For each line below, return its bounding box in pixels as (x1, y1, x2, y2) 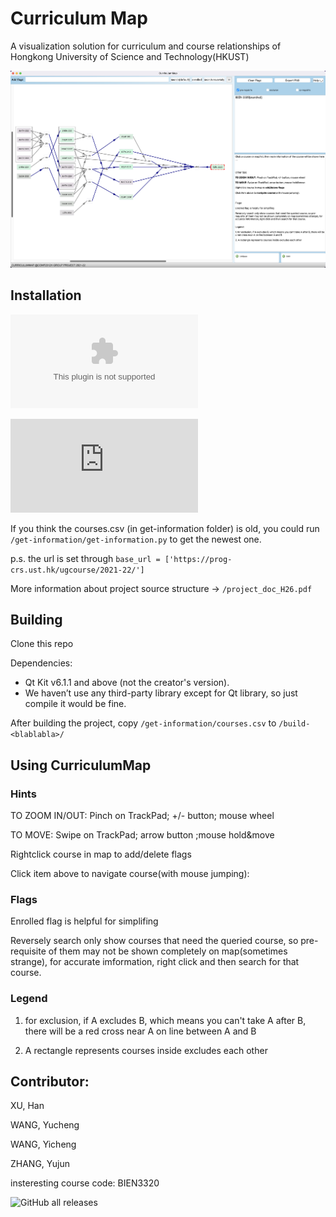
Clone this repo (10, 638, 74, 650)
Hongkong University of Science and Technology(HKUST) (10, 50, 250, 62)
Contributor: (10, 1073, 90, 1091)
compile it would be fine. (24, 698, 127, 710)
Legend (10, 992, 48, 1006)
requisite (10, 945, 47, 957)
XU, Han (10, 1100, 45, 1112)
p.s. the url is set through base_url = (10, 552, 161, 564)
